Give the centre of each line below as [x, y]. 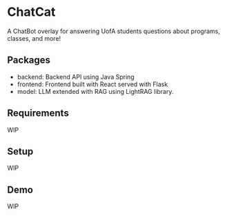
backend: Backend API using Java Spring [76, 77]
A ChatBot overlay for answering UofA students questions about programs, [114, 31]
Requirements [38, 114]
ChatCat [31, 12]
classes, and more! [34, 38]
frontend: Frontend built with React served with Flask [92, 84]
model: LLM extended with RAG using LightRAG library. [95, 91]
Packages [29, 60]
